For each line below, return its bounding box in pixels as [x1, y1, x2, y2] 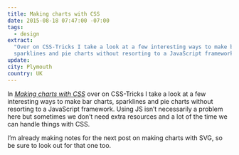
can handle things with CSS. [7, 119, 90, 128]
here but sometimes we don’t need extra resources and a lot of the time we [7, 112, 228, 121]
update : [7, 57, 31, 64]
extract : [7, 37, 33, 44]
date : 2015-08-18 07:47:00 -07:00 [7, 17, 110, 24]
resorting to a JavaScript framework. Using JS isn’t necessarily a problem [7, 105, 223, 113]
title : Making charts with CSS [7, 10, 100, 18]
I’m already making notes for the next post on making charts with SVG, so [7, 133, 223, 142]
